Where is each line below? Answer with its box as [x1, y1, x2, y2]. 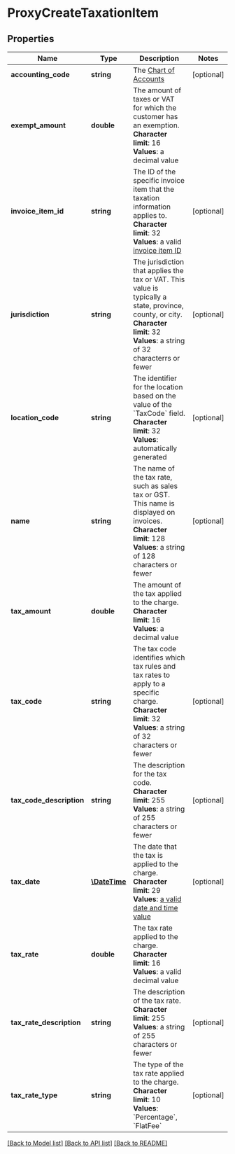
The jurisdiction [132, 257, 184, 267]
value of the [132, 400, 173, 409]
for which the [132, 103, 177, 113]
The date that [132, 842, 177, 851]
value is [132, 284, 159, 293]
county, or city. [132, 310, 183, 319]
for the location [132, 382, 183, 391]
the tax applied [132, 589, 182, 598]
